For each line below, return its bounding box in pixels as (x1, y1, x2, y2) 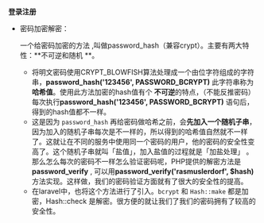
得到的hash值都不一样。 (31, 107, 111, 117)
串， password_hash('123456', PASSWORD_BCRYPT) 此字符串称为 (31, 78, 254, 87)
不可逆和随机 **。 (41, 51, 99, 60)
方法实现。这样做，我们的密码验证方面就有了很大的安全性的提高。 (31, 177, 248, 186)
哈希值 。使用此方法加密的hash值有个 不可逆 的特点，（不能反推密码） (31, 87, 256, 97)
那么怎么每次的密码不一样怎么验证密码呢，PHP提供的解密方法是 (31, 157, 241, 166)
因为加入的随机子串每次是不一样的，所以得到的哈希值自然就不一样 (31, 127, 248, 136)
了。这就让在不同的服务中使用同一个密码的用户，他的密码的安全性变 (31, 137, 255, 146)
